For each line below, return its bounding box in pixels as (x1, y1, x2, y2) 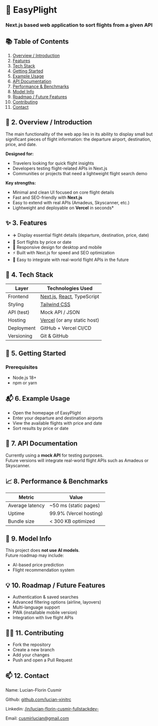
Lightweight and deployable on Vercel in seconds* (12, 205, 114, 211)
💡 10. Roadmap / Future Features (5, 581, 106, 589)
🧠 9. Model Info (5, 534, 52, 543)
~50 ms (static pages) (49, 502, 100, 509)
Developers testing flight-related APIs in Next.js (12, 165, 108, 171)
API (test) (8, 309, 30, 316)
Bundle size (8, 518, 34, 525)
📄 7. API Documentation (5, 439, 78, 448)
